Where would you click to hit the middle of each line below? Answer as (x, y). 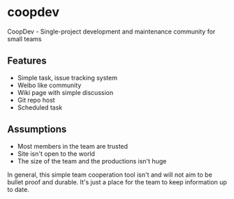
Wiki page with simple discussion (65, 92)
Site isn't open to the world (56, 154)
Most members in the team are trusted (72, 146)
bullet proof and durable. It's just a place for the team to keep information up (117, 182)
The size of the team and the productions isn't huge (92, 161)
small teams (24, 38)
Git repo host (36, 100)
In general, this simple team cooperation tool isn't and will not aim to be (110, 175)
